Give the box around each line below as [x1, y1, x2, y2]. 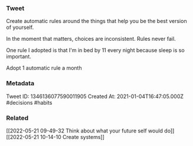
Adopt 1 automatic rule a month [6, 64, 82, 72]
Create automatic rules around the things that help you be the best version [6, 18, 187, 25]
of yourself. [6, 24, 34, 31]
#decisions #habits [6, 99, 53, 106]
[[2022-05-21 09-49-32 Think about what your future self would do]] [6, 127, 175, 134]
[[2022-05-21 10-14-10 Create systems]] [6, 133, 105, 140]
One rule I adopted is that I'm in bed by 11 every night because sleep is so [6, 47, 185, 54]
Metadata [6, 79, 34, 87]
